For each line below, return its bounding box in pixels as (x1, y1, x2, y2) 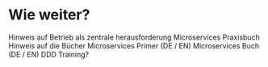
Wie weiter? (8, 6, 90, 24)
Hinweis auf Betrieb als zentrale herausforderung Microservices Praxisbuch (8, 32, 260, 42)
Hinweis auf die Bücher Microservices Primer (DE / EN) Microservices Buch (8, 40, 260, 50)
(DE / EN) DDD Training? (8, 49, 90, 59)
